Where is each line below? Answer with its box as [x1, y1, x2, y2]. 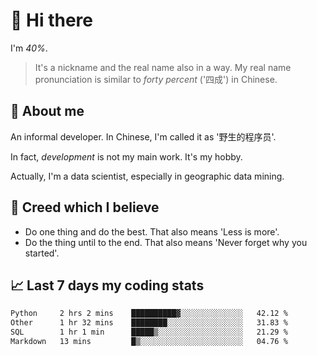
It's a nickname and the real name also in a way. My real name [34, 61, 292, 73]
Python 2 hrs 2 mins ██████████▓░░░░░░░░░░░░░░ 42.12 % [10, 309, 288, 319]
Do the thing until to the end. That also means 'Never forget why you [24, 236, 308, 248]
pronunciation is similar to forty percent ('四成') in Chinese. [34, 73, 278, 85]
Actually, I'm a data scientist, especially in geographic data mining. [10, 170, 285, 182]
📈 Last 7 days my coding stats [10, 277, 205, 294]
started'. [24, 247, 60, 259]
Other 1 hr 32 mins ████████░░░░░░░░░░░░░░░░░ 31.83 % [10, 318, 288, 328]
